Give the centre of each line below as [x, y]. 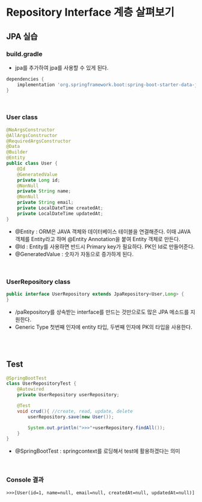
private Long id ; [39, 180]
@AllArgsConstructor [32, 135]
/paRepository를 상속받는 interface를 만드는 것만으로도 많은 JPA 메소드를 [102, 312]
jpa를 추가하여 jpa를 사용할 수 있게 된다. [62, 67]
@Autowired [31, 389]
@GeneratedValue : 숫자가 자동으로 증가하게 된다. [74, 254]
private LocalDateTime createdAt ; [60, 208]
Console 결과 [25, 480]
